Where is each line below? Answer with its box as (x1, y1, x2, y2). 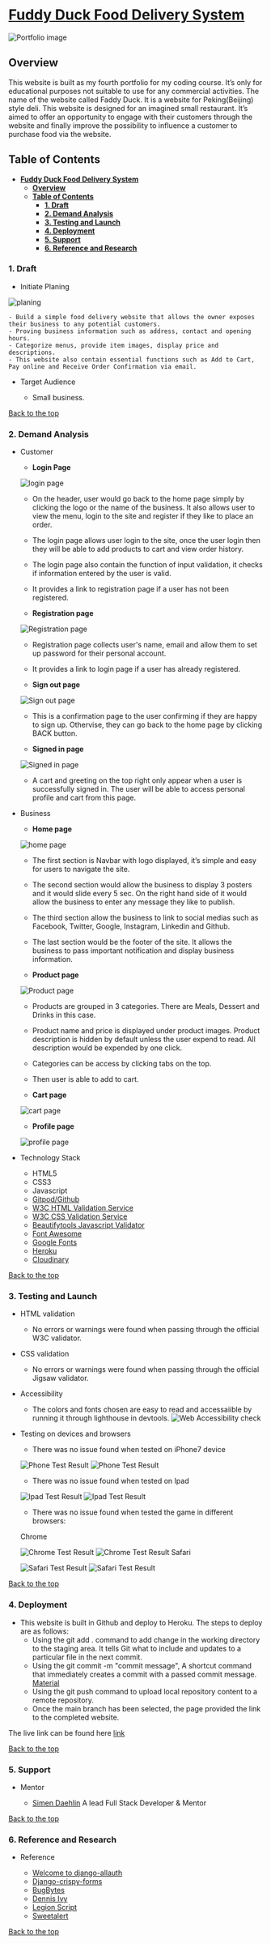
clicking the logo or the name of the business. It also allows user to (32, 502, 256, 512)
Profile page (32, 1122, 74, 1131)
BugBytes (32, 1886, 65, 1895)
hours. (8, 334, 31, 342)
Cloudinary (32, 1254, 70, 1265)
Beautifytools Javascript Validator (32, 1220, 146, 1230)
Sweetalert (32, 1911, 69, 1921)
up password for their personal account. (32, 648, 167, 658)
